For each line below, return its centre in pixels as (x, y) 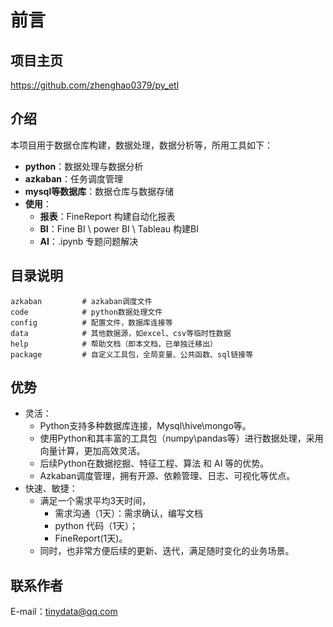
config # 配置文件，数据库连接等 (91, 322)
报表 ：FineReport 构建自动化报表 (107, 216)
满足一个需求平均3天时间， (95, 501)
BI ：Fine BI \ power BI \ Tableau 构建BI (119, 228)
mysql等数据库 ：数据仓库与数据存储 (99, 191)
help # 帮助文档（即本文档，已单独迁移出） (114, 344)
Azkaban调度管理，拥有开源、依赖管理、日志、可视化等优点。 (167, 476)
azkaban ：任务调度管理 (73, 178)
